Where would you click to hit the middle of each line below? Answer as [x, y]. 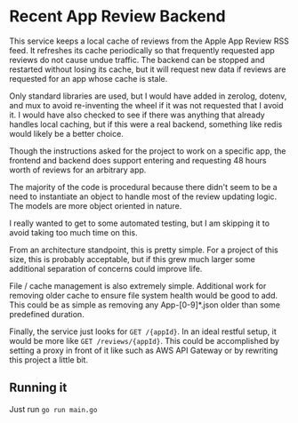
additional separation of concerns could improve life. [106, 268]
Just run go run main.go [53, 409]
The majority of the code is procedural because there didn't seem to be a [143, 187]
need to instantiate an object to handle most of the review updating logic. [143, 196]
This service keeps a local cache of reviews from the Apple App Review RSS [149, 41]
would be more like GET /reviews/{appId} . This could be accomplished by [145, 340]
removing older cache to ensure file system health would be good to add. [144, 295]
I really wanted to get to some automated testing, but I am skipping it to [139, 223]
